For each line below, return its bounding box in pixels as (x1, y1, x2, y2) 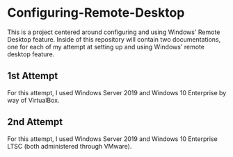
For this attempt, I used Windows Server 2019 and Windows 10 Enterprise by (7, 88, 227, 97)
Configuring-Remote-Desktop (7, 5, 185, 21)
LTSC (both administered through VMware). (7, 142, 132, 150)
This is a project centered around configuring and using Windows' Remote (7, 28, 220, 36)
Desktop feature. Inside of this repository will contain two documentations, (7, 35, 221, 43)
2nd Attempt (7, 116, 63, 128)
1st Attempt (7, 70, 58, 82)
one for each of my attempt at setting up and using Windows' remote (7, 42, 205, 51)
